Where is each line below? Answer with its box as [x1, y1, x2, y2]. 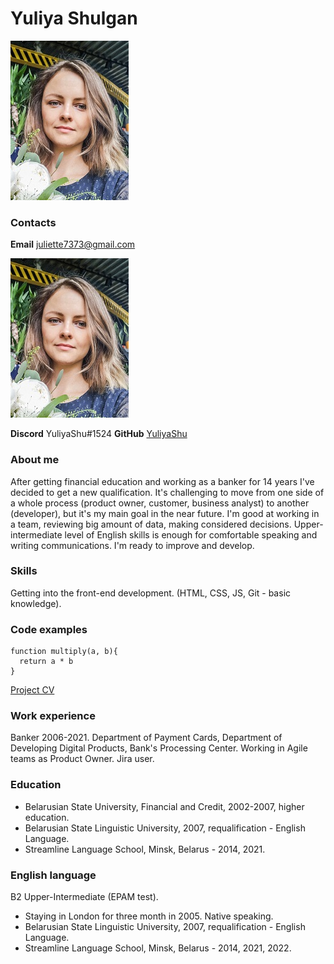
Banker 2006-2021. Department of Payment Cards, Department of [10, 732, 283, 744]
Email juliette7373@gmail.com [10, 238, 136, 251]
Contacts [10, 215, 57, 229]
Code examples [10, 622, 88, 636]
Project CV [10, 684, 55, 696]
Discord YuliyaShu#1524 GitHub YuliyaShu [10, 428, 188, 440]
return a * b [19, 657, 74, 667]
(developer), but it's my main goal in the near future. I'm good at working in [10, 507, 320, 519]
